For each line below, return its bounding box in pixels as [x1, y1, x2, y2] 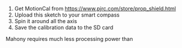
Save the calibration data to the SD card [14, 24, 114, 31]
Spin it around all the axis [14, 18, 78, 24]
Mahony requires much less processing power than [5, 36, 133, 42]
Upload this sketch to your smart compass [14, 11, 120, 18]
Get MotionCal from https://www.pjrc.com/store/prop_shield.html [14, 5, 176, 12]
